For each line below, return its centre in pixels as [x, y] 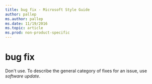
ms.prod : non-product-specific [38, 33]
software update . [23, 76]
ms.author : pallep [24, 19]
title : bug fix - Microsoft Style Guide [48, 10]
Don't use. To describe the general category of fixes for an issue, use [76, 71]
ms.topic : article [24, 28]
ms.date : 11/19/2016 [27, 23]
